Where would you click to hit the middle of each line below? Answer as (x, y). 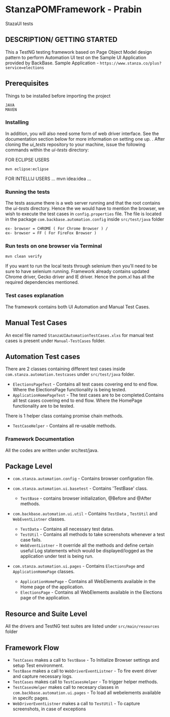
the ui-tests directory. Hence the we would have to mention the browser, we (85, 209)
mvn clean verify (24, 257)
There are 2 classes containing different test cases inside (65, 369)
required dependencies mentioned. (42, 282)
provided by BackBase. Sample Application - (52, 63)
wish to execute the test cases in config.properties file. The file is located (83, 214)
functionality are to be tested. (44, 406)
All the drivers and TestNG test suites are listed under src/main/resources (82, 626)
